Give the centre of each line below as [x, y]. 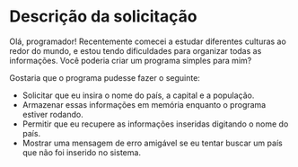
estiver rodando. [53, 114]
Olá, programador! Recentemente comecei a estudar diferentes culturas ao [148, 41]
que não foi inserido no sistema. [82, 152]
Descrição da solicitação [103, 17]
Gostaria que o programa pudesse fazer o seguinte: [105, 77]
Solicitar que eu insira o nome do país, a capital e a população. [138, 95]
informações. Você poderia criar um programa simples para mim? [131, 60]
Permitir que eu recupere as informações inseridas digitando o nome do [155, 124]
